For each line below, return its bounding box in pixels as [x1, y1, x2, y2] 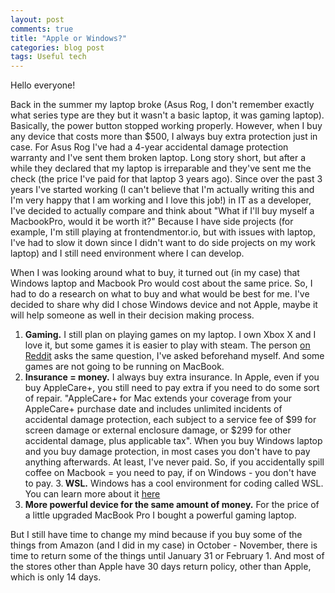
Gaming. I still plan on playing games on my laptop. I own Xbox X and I [24, 329, 317, 341]
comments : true [10, 24, 74, 34]
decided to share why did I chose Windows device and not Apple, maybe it [10, 299, 318, 311]
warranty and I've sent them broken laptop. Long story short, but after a [10, 152, 307, 164]
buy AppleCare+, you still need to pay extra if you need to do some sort [24, 382, 320, 394]
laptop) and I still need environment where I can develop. [10, 247, 245, 260]
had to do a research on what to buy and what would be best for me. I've [10, 288, 310, 300]
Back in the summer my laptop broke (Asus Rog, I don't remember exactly [10, 99, 315, 111]
